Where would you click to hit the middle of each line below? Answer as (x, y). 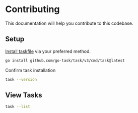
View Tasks (24, 95)
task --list (18, 107)
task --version (21, 79)
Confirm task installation (30, 70)
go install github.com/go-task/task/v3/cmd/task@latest (65, 61)
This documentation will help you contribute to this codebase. (69, 23)
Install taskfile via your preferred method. (48, 51)
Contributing (32, 9)
